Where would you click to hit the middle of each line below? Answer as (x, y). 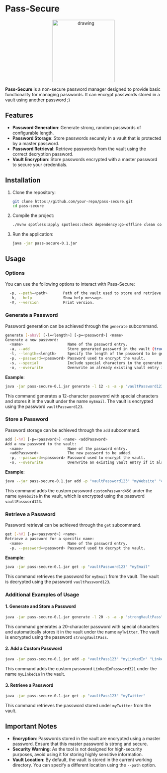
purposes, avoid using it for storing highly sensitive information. (78, 754)
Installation (23, 180)
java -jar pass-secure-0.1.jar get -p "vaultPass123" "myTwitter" (75, 696)
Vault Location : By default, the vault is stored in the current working (82, 760)
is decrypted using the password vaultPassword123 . (58, 581)
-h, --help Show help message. (56, 298)
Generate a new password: (32, 340)
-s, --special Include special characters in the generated (86, 363)
